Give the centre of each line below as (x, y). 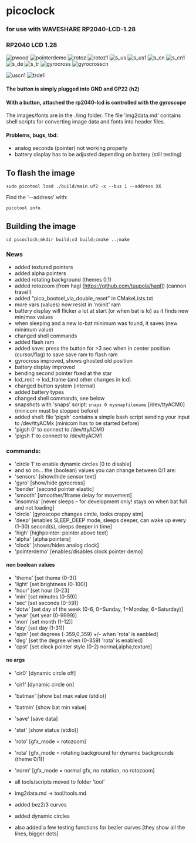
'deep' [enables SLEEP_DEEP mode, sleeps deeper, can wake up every (100, 520)
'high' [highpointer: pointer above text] (61, 533)
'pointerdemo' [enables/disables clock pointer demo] (79, 551)
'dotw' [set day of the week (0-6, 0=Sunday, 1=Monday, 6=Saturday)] (99, 609)
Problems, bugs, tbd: (32, 135)
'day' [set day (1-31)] (39, 628)
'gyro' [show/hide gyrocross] (50, 483)
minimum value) (34, 330)
